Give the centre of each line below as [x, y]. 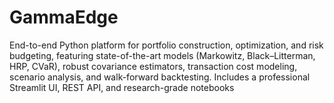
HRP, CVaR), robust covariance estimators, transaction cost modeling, [153, 66]
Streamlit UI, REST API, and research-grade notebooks [122, 87]
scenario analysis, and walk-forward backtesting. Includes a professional [160, 77]
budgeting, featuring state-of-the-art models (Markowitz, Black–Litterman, [162, 55]
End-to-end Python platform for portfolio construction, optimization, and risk [166, 45]
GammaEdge [64, 17]
